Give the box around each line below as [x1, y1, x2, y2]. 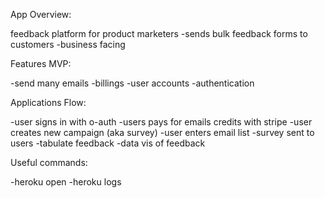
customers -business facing [10, 39, 126, 50]
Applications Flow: [10, 97, 87, 108]
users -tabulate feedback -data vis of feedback [10, 137, 206, 149]
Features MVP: [10, 58, 72, 69]
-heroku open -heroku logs [10, 176, 122, 188]
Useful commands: [10, 157, 88, 168]
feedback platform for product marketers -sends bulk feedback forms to [10, 28, 308, 39]
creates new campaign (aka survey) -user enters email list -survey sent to [10, 127, 315, 138]
